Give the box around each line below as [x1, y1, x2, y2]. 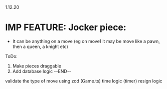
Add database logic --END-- [12, 68, 72, 74]
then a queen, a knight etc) [12, 43, 69, 49]
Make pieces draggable [12, 62, 62, 69]
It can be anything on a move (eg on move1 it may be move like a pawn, [12, 38, 160, 44]
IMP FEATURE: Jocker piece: [5, 22, 126, 33]
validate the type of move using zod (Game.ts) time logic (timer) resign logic [5, 77, 162, 84]
